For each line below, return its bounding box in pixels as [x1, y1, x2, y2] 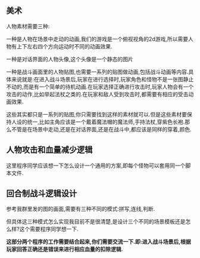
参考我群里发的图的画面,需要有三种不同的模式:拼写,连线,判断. [6, 205, 155, 213]
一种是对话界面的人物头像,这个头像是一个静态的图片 [6, 56, 134, 63]
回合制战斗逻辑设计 [6, 189, 77, 199]
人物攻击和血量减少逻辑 [6, 145, 93, 155]
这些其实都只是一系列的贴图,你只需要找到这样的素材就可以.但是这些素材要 [6, 110, 187, 118]
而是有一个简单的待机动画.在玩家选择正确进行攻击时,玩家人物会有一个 [23, 83, 194, 90]
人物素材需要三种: [6, 23, 50, 30]
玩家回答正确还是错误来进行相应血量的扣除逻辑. [6, 245, 124, 253]
